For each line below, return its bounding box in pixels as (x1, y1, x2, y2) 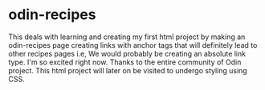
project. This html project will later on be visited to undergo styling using (8, 65, 247, 75)
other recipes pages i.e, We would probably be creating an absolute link (8, 49, 247, 58)
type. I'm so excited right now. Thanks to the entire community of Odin (8, 57, 242, 67)
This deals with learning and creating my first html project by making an (8, 32, 246, 41)
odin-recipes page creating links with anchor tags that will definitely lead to (8, 40, 258, 49)
